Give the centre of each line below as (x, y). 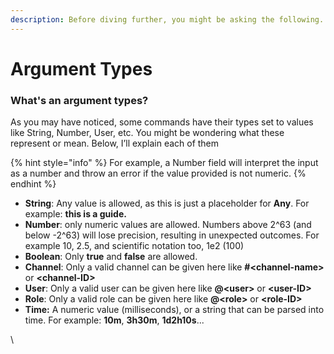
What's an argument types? (79, 100)
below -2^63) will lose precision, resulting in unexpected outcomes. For (172, 235)
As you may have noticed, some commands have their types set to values (162, 122)
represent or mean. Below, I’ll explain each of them (115, 143)
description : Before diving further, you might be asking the (142, 19)
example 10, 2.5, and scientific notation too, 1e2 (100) (134, 246)
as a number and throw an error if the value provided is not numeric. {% (158, 173)
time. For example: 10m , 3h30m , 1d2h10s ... (114, 320)
